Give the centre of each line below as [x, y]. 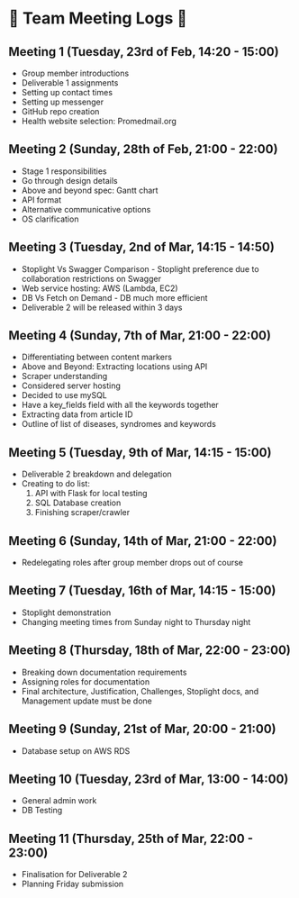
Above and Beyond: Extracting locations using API [114, 367]
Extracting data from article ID [77, 414]
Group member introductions [75, 73]
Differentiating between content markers [97, 357]
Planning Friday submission [72, 884]
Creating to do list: [56, 484]
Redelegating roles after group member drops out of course [132, 563]
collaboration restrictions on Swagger [91, 278]
